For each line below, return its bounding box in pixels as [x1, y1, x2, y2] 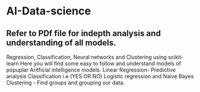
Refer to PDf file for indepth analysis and [6, 28, 161, 38]
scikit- [168, 54, 184, 61]
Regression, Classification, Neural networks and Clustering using [6, 54, 167, 61]
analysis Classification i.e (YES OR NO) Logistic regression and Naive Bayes [6, 73, 194, 79]
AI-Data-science [6, 4, 91, 18]
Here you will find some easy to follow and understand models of [20, 60, 181, 67]
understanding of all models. [6, 37, 117, 48]
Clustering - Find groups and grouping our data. [6, 79, 125, 86]
